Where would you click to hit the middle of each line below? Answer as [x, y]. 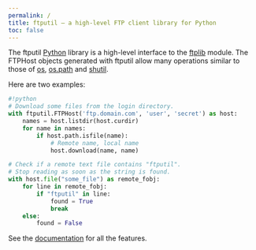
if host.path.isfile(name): [82, 136]
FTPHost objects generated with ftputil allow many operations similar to [124, 61]
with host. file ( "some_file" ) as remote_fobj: [84, 179]
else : [32, 216]
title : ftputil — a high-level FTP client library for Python [112, 23]
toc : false [26, 30]
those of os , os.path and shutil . [58, 69]
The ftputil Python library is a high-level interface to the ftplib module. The [128, 53]
